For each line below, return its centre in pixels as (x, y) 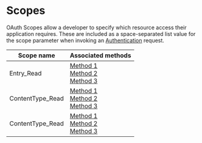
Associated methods (100, 55)
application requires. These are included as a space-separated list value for (101, 33)
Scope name (37, 55)
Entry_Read (26, 73)
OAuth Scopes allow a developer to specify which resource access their (96, 27)
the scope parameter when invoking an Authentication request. (85, 40)
